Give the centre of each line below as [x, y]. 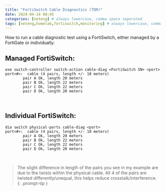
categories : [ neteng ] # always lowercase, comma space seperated [74, 19]
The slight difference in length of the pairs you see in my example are [88, 167]
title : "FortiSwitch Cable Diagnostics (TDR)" [54, 10]
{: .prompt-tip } [32, 183]
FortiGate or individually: [30, 43]
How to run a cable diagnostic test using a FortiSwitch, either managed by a [82, 38]
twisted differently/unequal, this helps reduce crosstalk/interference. [87, 178]
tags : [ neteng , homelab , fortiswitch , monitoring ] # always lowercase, [77, 23]
